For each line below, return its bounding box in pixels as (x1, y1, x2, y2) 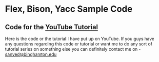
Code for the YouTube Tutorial (5, 23, 99, 31)
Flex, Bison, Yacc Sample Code (5, 3, 133, 15)
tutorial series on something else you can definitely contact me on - (5, 46, 141, 52)
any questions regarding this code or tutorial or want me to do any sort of (5, 41, 153, 47)
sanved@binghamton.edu (5, 51, 57, 57)
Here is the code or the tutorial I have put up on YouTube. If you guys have (5, 36, 155, 41)
